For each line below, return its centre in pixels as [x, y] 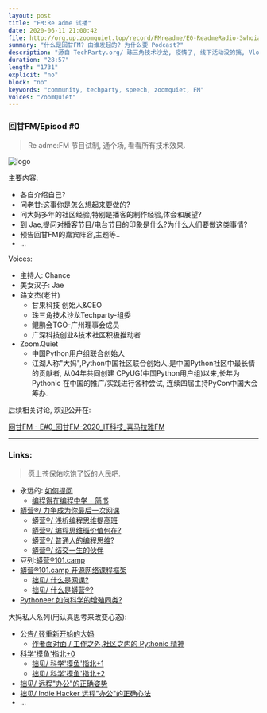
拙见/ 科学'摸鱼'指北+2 [68, 673]
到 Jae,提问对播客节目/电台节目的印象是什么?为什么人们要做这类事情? [133, 224]
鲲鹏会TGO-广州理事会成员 [75, 325]
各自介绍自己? [43, 194]
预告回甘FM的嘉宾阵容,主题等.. [70, 234]
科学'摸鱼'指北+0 [47, 653]
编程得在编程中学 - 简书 [70, 500]
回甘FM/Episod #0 [44, 127]
